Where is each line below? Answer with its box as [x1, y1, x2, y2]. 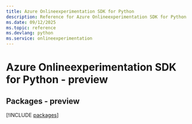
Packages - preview [6, 96, 80, 106]
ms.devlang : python [6, 30, 54, 36]
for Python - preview [6, 73, 108, 86]
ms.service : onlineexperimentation [6, 36, 93, 41]
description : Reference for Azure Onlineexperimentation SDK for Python [6, 14, 187, 20]
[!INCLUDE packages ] [6, 112, 59, 118]
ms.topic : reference [6, 24, 57, 31]
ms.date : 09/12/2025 [6, 19, 57, 25]
